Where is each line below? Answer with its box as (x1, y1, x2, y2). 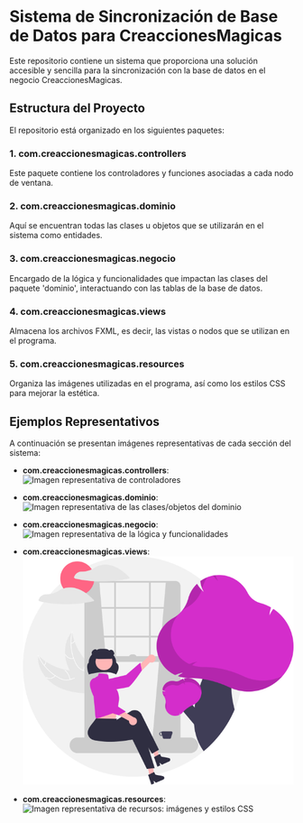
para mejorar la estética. (9, 388, 100, 399)
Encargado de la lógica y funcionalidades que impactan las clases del (9, 273, 269, 283)
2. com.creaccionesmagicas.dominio (9, 199, 176, 212)
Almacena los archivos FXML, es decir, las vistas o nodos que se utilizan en (9, 325, 290, 336)
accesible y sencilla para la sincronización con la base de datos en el (9, 65, 266, 76)
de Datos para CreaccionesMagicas (9, 25, 282, 46)
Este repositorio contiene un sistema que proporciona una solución (9, 55, 259, 66)
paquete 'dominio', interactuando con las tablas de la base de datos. (9, 282, 263, 293)
